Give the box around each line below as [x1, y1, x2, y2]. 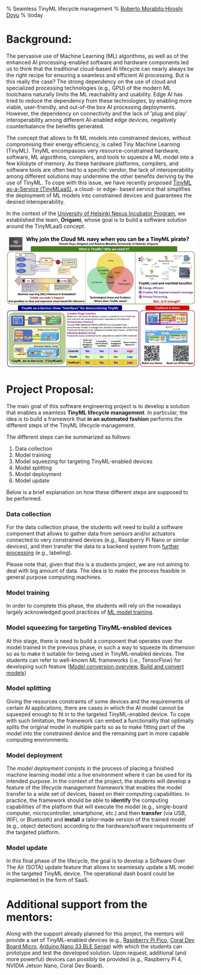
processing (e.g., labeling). [6, 549, 73, 556]
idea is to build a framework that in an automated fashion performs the [6, 415, 183, 423]
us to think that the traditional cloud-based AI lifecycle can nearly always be [6, 65, 194, 72]
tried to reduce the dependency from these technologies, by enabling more [6, 97, 192, 104]
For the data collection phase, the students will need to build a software [6, 523, 183, 531]
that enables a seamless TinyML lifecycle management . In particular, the [6, 409, 188, 416]
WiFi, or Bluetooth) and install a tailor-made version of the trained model [6, 816, 186, 823]
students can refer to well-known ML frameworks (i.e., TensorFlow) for [6, 656, 181, 664]
